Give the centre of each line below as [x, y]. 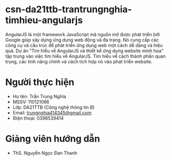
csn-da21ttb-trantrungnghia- [69, 9]
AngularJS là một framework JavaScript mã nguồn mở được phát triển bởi [82, 34]
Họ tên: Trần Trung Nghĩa [39, 96]
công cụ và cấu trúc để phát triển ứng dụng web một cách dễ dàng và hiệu [84, 45]
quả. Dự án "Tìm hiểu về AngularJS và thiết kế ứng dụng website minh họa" [84, 51]
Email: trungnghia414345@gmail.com [52, 112]
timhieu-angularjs [44, 20]
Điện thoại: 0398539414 [38, 118]
